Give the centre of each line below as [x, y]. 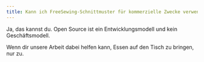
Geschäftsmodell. [28, 35]
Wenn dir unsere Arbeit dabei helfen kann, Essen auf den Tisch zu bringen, [100, 47]
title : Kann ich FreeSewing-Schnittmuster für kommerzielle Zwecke [93, 12]
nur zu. [15, 53]
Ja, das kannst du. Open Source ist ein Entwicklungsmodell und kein [92, 29]
